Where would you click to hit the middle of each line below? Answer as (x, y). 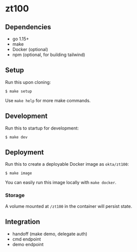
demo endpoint (28, 244)
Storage (15, 195)
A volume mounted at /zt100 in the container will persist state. (69, 206)
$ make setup (19, 91)
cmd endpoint (27, 239)
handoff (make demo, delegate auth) (50, 234)
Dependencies (28, 27)
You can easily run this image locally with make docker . (61, 183)
